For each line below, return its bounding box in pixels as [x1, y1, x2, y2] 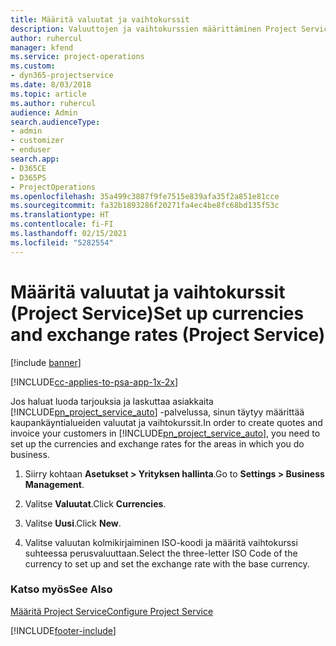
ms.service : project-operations [10, 52, 145, 62]
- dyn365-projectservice [10, 71, 114, 81]
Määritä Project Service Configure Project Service [10, 605, 214, 617]
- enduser [10, 145, 52, 155]
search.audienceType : [10, 117, 101, 127]
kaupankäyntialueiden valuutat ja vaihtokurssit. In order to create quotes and [10, 416, 323, 428]
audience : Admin [10, 107, 78, 118]
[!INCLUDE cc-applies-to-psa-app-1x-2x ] [10, 376, 179, 388]
